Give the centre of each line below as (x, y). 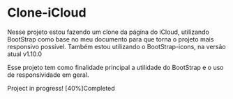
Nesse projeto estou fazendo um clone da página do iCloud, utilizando (108, 32)
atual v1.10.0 (24, 54)
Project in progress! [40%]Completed (61, 88)
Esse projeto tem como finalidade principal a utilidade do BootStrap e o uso (116, 67)
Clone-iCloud (47, 13)
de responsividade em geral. (48, 75)
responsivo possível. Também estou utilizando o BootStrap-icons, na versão (116, 46)
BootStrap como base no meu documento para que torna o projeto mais (111, 39)
